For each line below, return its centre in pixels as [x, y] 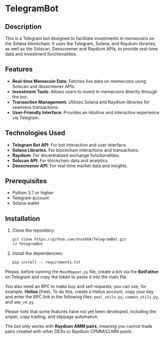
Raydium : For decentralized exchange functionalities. [66, 155]
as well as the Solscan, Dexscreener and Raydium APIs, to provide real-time [82, 49]
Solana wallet [26, 203]
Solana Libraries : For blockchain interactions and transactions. [76, 150]
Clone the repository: [34, 230]
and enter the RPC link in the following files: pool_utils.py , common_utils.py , [82, 296]
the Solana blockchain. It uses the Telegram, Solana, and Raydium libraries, [81, 44]
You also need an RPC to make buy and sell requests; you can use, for [76, 286]
